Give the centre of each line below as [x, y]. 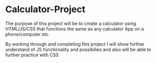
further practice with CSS [32, 55]
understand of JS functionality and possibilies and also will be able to [78, 49]
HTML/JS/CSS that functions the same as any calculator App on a [75, 28]
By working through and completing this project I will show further [75, 44]
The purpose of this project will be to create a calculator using [71, 23]
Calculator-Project [45, 9]
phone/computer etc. [28, 34]
